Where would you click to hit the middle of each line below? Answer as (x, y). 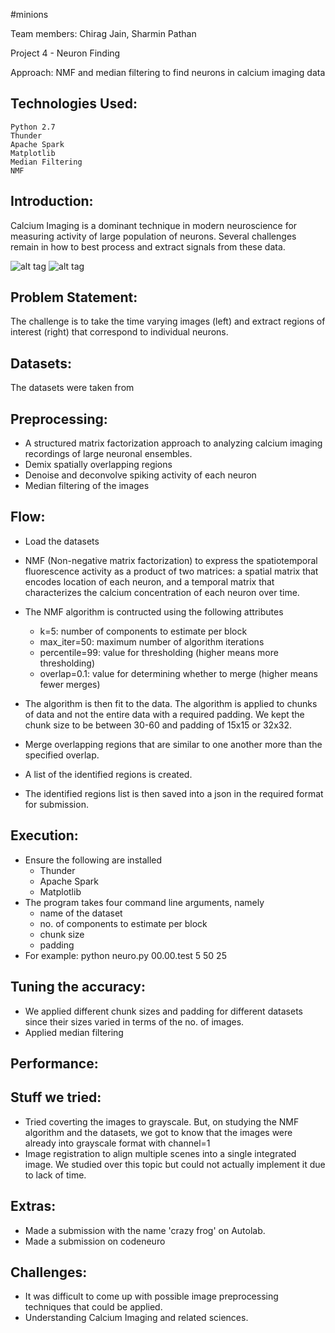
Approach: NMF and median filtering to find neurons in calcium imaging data (168, 72)
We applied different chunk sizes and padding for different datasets (163, 1011)
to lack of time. (55, 1175)
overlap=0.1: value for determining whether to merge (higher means (178, 673)
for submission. (56, 804)
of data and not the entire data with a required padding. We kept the (164, 714)
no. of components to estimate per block (123, 923)
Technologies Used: (74, 104)
